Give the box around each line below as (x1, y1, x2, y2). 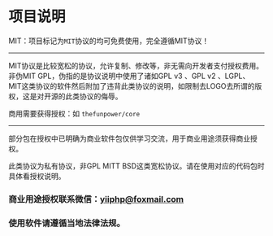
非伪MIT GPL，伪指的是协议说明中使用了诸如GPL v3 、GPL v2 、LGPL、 (8, 71, 250, 81)
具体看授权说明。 (8, 171, 66, 181)
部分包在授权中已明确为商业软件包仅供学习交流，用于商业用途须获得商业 (8, 133, 250, 143)
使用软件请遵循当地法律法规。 (8, 217, 126, 229)
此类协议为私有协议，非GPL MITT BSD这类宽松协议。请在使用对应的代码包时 (8, 160, 265, 171)
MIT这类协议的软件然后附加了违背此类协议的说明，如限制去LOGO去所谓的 (8, 81, 255, 90)
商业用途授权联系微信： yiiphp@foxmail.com (8, 193, 184, 204)
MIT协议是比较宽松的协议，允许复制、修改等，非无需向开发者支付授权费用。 (8, 60, 264, 70)
